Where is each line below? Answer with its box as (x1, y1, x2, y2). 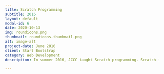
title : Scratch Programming (5, 7, 62, 12)
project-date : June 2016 (5, 44, 56, 49)
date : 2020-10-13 (5, 25, 41, 30)
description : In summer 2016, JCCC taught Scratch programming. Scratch (5, 57, 156, 62)
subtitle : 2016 (5, 12, 36, 17)
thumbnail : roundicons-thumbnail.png (5, 35, 82, 40)
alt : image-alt (5, 39, 36, 44)
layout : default (5, 16, 38, 21)
